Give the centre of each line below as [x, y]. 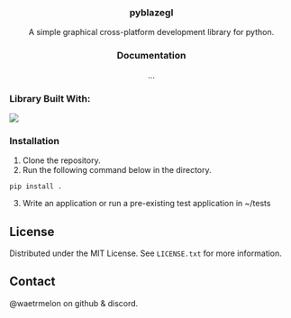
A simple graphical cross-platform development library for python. [151, 32]
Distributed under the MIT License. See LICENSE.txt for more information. [145, 253]
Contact [32, 282]
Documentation [151, 56]
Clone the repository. [61, 160]
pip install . [36, 186]
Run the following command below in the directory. [117, 170]
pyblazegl [151, 13]
